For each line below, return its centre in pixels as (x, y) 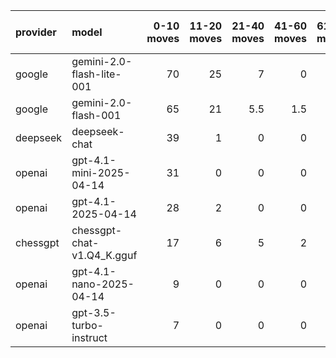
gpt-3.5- (94, 312)
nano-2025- (103, 284)
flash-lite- (96, 74)
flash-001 (96, 115)
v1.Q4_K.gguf (104, 255)
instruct (89, 337)
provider (36, 32)
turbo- (87, 325)
